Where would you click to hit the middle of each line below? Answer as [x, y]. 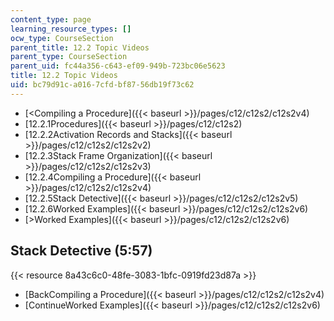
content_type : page [51, 19]
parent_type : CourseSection [69, 57]
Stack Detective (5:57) [81, 251]
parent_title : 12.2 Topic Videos [80, 47]
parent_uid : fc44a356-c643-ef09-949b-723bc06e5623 [118, 66]
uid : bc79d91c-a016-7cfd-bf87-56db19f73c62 [102, 85]
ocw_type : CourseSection [62, 38]
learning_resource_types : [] [71, 29]
